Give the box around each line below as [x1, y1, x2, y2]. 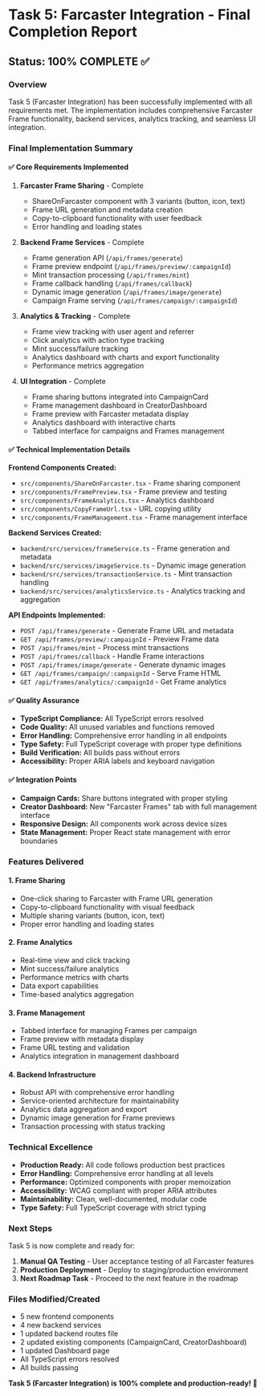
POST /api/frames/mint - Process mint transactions [19, 643, 190, 653]
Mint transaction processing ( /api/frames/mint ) [31, 271, 190, 279]
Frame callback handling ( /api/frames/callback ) [31, 279, 193, 288]
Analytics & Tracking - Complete [19, 311, 131, 320]
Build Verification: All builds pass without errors [19, 748, 181, 758]
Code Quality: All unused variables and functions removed [19, 722, 215, 732]
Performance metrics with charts [19, 972, 129, 982]
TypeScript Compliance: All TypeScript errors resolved [19, 714, 204, 723]
